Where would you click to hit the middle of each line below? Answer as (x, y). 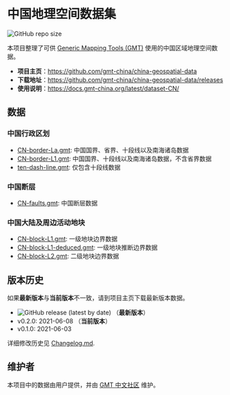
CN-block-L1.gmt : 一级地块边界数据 (67, 239)
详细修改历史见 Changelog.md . (51, 343)
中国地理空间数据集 (62, 14)
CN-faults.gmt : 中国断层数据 (57, 203)
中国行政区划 (29, 134)
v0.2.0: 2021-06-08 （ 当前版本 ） (64, 321)
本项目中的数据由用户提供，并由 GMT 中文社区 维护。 (83, 385)
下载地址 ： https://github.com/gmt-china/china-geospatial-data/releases (120, 79)
